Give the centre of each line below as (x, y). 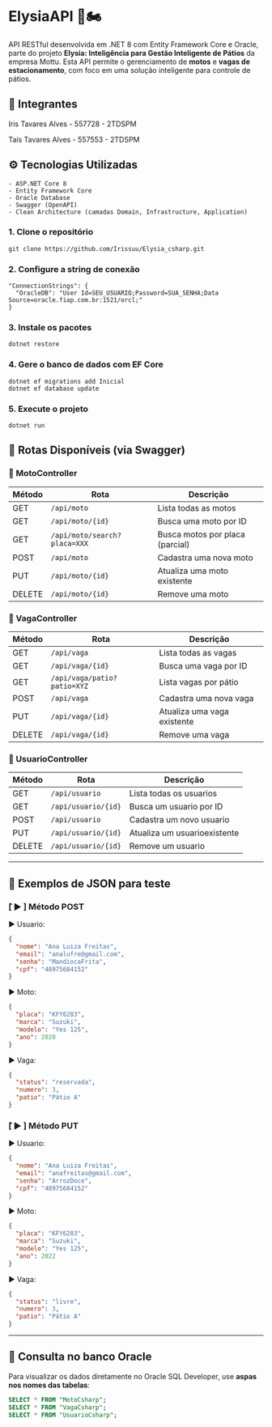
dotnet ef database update (54, 389)
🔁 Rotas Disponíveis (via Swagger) (97, 450)
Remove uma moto (193, 594)
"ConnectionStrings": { (49, 286)
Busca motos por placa (201, 534)
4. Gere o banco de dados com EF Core (86, 364)
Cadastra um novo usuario (179, 820)
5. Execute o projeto (49, 409)
